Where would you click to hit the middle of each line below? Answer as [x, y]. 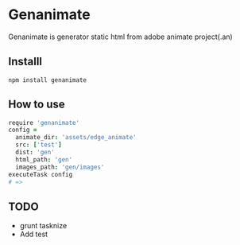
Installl [25, 62]
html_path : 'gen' [44, 159]
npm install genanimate [48, 80]
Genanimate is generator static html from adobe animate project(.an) [120, 37]
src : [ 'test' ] [39, 145]
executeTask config [41, 174]
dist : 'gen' [35, 153]
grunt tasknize [43, 226]
